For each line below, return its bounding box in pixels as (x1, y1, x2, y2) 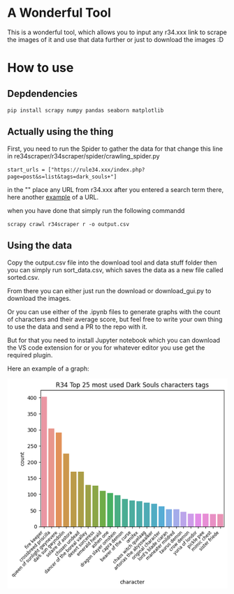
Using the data (7, 239, 72, 252)
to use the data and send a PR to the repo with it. (7, 322, 148, 331)
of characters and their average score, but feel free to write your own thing (7, 315, 223, 323)
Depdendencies (7, 87, 78, 99)
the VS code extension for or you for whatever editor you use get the (7, 343, 205, 352)
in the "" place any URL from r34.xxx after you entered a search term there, (7, 185, 224, 193)
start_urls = (7, 166, 45, 173)
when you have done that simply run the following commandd (7, 206, 185, 214)
